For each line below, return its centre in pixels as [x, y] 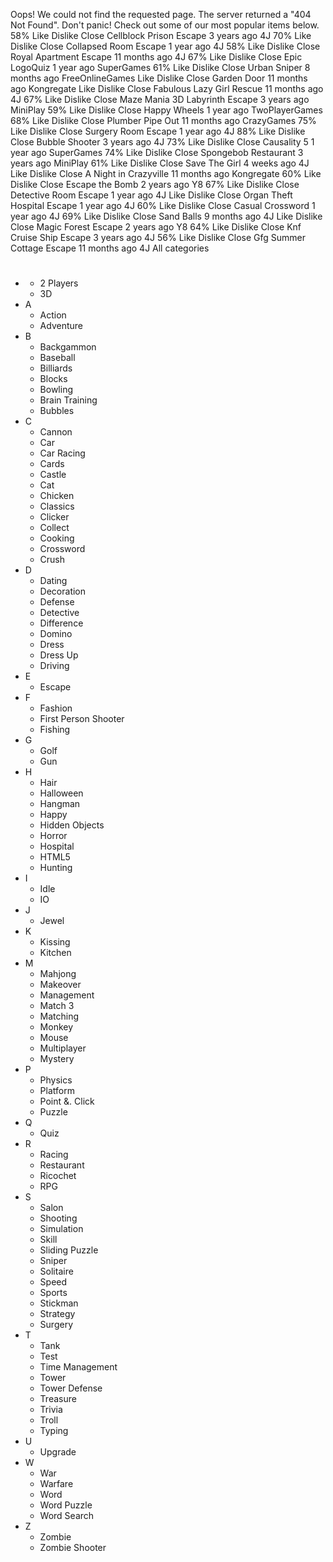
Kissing [55, 942]
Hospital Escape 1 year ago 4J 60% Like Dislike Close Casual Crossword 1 [163, 205]
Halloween [61, 793]
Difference [61, 623]
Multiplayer [63, 1048]
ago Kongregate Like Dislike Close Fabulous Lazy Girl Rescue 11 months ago [167, 88]
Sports [53, 1293]
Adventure [61, 326]
